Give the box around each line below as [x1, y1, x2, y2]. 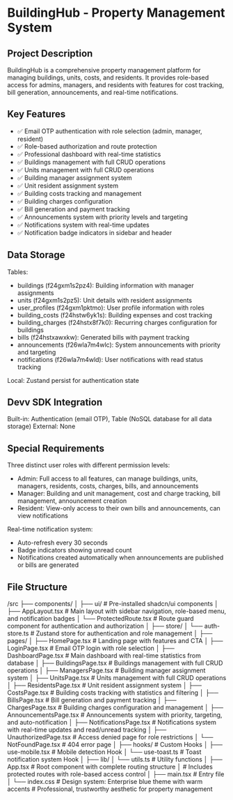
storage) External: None [7, 422, 76, 430]
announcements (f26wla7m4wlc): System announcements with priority [17, 340, 221, 349]
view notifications [17, 511, 68, 520]
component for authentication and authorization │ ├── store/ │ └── [7, 622, 203, 631]
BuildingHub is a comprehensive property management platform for [7, 66, 201, 74]
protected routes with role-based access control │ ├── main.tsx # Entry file [7, 770, 225, 778]
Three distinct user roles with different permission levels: [7, 461, 170, 469]
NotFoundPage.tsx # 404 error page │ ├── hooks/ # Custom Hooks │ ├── [7, 741, 223, 749]
